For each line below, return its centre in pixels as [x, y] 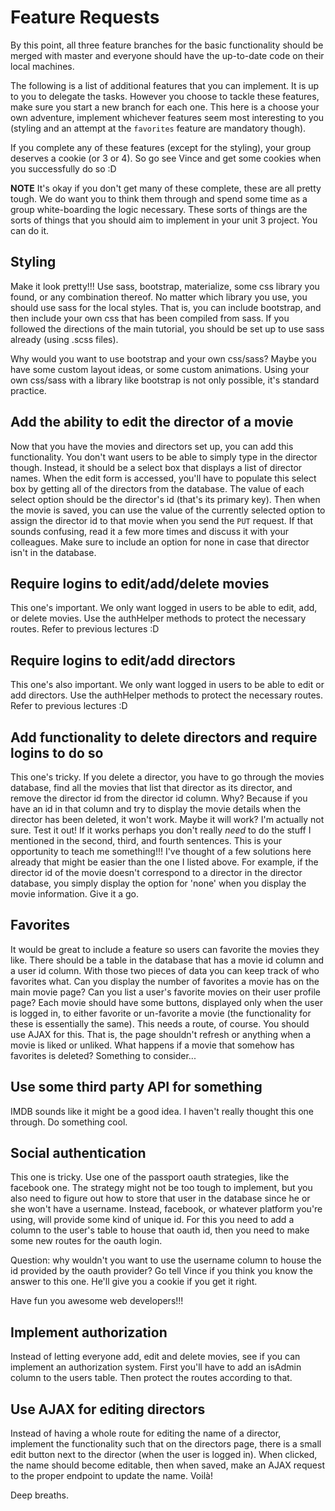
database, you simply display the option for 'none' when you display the [158, 883]
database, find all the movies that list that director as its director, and [151, 787]
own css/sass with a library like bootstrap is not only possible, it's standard [165, 380]
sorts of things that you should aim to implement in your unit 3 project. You [164, 220]
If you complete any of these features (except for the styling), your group [161, 147]
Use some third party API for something [136, 1087]
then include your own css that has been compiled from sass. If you [150, 318]
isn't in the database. [53, 552]
